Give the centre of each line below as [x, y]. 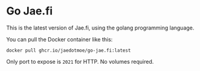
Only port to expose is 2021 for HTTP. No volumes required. [80, 61]
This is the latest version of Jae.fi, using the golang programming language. [100, 28]
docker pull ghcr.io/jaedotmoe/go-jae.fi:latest [69, 50]
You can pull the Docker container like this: [60, 39]
